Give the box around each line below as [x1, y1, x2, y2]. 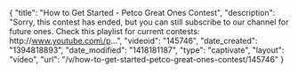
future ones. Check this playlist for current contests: [9, 26, 200, 36]
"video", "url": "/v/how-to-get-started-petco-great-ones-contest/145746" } [9, 55, 285, 64]
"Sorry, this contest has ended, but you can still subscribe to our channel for [9, 17, 289, 27]
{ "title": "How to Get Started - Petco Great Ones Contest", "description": [9, 8, 276, 18]
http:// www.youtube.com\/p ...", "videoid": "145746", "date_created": [9, 35, 258, 46]
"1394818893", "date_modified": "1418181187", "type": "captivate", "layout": [9, 45, 285, 55]
